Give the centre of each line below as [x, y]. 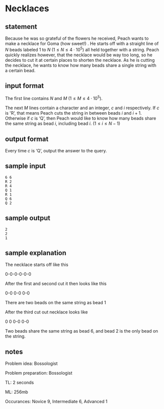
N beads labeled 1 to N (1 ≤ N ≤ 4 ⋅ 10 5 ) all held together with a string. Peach [82, 49]
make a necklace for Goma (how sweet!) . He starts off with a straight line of [82, 44]
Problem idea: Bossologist [31, 363]
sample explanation [36, 253]
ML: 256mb [17, 392]
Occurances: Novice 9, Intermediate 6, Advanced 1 [56, 402]
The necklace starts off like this [37, 265]
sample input [25, 166]
